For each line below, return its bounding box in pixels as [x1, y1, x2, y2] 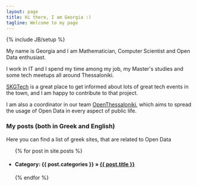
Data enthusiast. [6, 54, 46, 61]
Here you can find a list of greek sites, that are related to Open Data [6, 135, 171, 143]
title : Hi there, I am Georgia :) [6, 14, 92, 20]
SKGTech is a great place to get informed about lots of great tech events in [6, 83, 189, 90]
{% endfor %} [14, 174, 49, 181]
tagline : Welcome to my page [6, 20, 78, 26]
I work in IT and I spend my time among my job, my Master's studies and [6, 65, 184, 72]
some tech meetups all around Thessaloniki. [6, 72, 114, 79]
